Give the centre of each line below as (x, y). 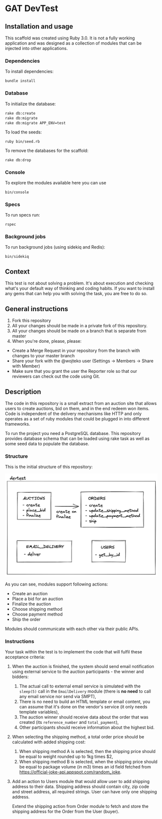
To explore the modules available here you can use (56, 183)
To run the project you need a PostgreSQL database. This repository (73, 433)
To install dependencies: (29, 71)
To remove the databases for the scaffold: (47, 150)
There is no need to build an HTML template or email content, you (85, 702)
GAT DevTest (32, 8)
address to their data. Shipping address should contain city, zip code (81, 786)
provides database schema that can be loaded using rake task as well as (77, 438)
